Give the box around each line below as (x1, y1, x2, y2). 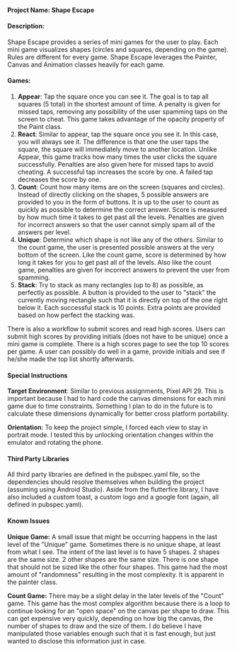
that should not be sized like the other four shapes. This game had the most (7, 563, 228, 571)
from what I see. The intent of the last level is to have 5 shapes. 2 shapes (7, 547, 220, 556)
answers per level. (17, 228, 71, 236)
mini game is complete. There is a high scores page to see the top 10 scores (7, 340, 229, 348)
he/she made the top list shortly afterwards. (7, 355, 135, 363)
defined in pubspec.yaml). (7, 500, 83, 509)
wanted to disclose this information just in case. (7, 636, 146, 645)
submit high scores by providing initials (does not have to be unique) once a (7, 332, 229, 341)
